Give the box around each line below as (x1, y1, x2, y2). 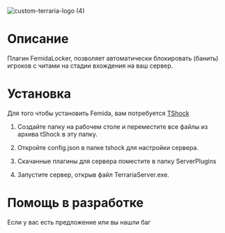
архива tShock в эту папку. (17, 130, 98, 138)
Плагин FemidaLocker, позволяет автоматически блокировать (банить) (7, 54, 219, 62)
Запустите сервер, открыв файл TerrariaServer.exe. (17, 170, 169, 179)
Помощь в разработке (7, 195, 144, 211)
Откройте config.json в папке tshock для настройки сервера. (17, 143, 199, 151)
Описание (7, 31, 69, 47)
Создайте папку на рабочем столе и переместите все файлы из (17, 122, 208, 130)
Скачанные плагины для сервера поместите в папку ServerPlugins (17, 157, 217, 165)
